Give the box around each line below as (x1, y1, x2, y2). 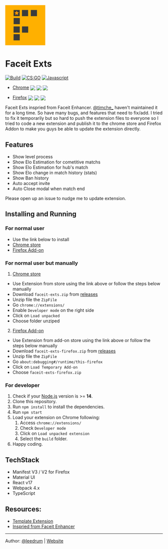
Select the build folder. (19, 436, 68, 442)
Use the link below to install (12, 236, 69, 242)
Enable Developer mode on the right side (12, 307, 94, 313)
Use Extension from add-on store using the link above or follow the (12, 337, 151, 343)
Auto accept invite (12, 180, 50, 187)
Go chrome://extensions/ (12, 302, 65, 308)
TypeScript (12, 490, 35, 496)
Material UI (12, 474, 35, 480)
